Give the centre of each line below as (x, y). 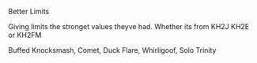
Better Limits (29, 11)
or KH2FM (25, 35)
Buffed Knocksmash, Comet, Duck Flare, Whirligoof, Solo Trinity (112, 50)
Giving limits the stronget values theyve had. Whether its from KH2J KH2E (129, 26)
